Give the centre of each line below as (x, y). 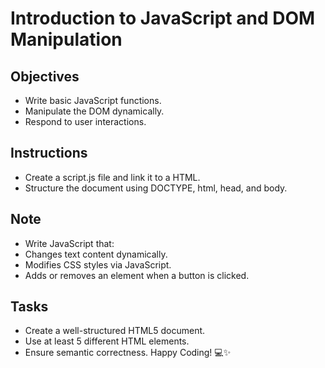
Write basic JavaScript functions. (93, 100)
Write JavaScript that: (69, 243)
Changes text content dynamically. (96, 254)
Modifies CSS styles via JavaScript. (98, 264)
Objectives (45, 76)
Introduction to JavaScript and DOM (163, 18)
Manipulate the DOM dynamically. (94, 111)
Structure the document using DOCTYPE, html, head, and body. (156, 188)
